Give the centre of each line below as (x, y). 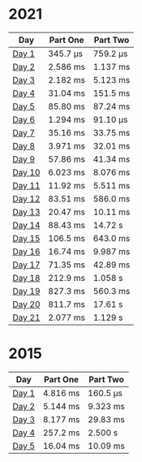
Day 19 (26, 291)
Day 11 (26, 185)
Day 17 (26, 265)
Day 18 (26, 278)
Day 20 (26, 304)
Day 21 (26, 317)
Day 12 (26, 198)
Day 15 (26, 238)
